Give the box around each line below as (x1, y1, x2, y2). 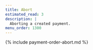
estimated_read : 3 (5, 12, 44, 17)
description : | (5, 16, 37, 21)
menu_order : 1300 (5, 26, 42, 31)
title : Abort (5, 7, 33, 12)
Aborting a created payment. (10, 21, 71, 26)
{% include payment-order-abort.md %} (5, 39, 89, 45)
